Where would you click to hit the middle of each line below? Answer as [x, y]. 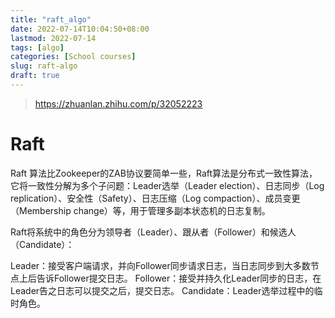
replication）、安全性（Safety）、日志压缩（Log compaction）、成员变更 [155, 198]
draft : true [35, 76]
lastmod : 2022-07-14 [53, 38]
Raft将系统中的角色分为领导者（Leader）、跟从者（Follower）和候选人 [153, 232]
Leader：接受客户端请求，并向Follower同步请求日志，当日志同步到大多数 [160, 265]
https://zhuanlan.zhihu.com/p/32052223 [118, 103]
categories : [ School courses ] [73, 57]
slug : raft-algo [44, 66]
